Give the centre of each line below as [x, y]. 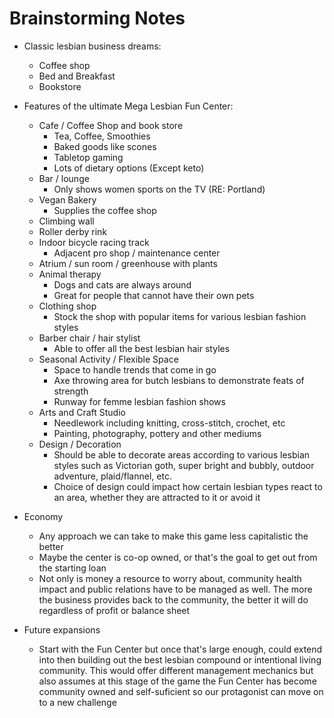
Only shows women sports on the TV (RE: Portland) [159, 189]
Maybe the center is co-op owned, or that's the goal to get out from [178, 557]
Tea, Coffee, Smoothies [102, 136]
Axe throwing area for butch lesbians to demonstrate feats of [179, 380]
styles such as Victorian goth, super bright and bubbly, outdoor [184, 465]
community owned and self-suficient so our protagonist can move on [181, 691]
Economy [43, 516]
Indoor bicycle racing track [94, 242]
